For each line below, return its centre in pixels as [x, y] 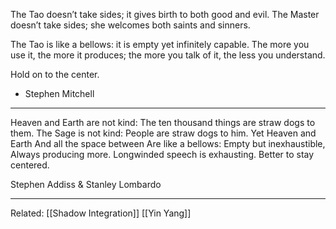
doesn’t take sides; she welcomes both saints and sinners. [130, 25]
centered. [30, 165]
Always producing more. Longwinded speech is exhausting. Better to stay [162, 154]
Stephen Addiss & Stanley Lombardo [86, 184]
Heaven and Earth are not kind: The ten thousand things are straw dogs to [163, 122]
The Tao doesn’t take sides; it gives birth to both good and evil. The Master [165, 14]
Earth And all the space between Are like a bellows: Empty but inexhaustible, [168, 143]
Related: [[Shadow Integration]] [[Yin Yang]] [101, 213]
